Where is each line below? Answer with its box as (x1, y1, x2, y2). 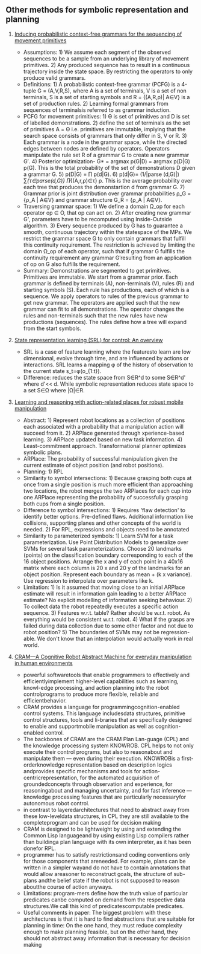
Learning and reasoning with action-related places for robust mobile (14, 398, 184, 406)
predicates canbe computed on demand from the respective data (23, 896, 185, 903)
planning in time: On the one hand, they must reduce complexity (23, 921, 183, 929)
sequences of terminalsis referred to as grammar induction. (23, 106, 171, 114)
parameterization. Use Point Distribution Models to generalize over (23, 538, 189, 546)
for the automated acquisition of (79, 774, 159, 781)
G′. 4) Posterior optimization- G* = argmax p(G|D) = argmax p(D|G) (23, 157, 191, 165)
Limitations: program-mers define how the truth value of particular (23, 889, 188, 897)
